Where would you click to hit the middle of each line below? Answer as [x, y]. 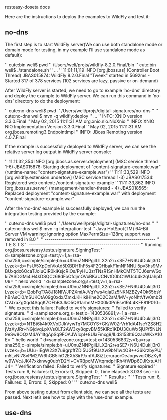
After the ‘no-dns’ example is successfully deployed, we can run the [75, 208]
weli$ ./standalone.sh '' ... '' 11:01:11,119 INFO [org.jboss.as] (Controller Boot [82, 70]
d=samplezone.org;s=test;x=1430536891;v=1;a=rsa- [84, 313]
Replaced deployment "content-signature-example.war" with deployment [81, 193]
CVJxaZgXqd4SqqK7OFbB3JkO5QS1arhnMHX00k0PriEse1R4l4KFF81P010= [83, 302]
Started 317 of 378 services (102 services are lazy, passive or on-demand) [82, 80]
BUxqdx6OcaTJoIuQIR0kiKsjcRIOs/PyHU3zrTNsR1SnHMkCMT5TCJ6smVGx [83, 271]
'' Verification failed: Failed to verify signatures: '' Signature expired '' [86, 366]
